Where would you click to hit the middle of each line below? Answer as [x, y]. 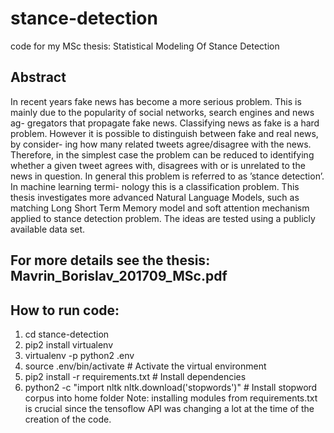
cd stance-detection [67, 334]
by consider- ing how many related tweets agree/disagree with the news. [161, 144]
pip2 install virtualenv [69, 344]
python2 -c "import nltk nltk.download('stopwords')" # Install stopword [171, 387]
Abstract [38, 77]
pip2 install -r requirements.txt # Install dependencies [135, 376]
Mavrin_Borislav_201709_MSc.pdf [119, 276]
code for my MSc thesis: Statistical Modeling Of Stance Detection [145, 46]
